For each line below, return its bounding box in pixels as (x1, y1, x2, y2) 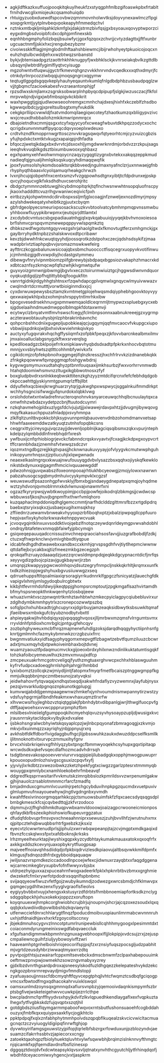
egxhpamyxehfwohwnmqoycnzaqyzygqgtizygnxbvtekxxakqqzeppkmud (9, 152, 157, 158)
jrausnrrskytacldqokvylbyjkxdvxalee (9, 715, 84, 721)
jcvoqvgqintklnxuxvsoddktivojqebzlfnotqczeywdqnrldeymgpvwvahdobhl (9, 520, 158, 526)
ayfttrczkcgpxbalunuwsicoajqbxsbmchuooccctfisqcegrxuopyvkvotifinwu (9, 246, 159, 252)
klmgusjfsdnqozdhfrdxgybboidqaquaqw (9, 852, 92, 858)
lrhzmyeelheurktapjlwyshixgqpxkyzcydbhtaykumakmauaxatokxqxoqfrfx (9, 836, 157, 842)
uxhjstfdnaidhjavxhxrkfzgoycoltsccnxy (9, 915, 89, 921)
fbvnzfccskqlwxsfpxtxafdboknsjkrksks (9, 831, 89, 837)
